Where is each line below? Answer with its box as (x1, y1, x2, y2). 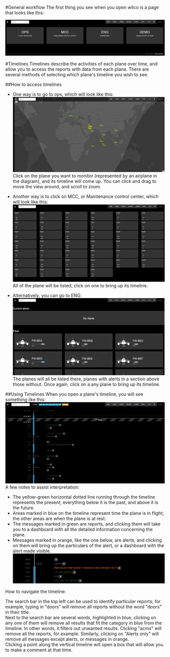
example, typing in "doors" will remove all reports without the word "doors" (5, 604, 162, 610)
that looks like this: (5, 10, 45, 16)
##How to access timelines (5, 81, 62, 88)
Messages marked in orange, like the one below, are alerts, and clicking (12, 537, 162, 543)
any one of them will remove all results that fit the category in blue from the (5, 619, 162, 626)
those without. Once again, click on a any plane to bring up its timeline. (12, 381, 160, 387)
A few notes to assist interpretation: (5, 484, 79, 490)
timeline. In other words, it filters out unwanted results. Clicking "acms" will (5, 625, 162, 631)
